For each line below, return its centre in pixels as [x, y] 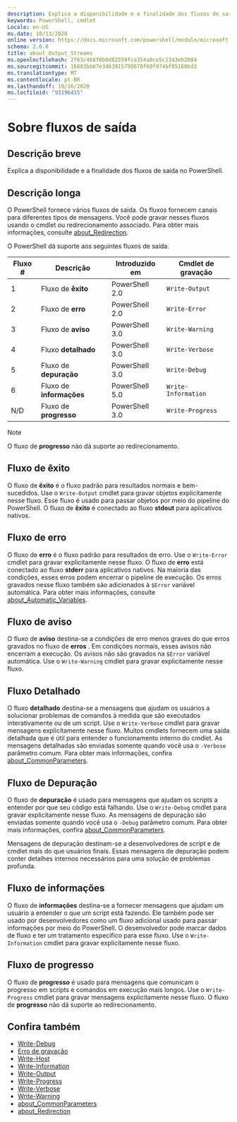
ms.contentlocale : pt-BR [44, 79]
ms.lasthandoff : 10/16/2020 [49, 86]
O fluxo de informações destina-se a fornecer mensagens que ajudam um [116, 905]
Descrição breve [44, 154]
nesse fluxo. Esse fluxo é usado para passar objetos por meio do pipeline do [118, 500]
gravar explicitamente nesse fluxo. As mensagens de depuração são [107, 815]
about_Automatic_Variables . [48, 600]
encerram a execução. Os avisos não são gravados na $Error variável [109, 654]
